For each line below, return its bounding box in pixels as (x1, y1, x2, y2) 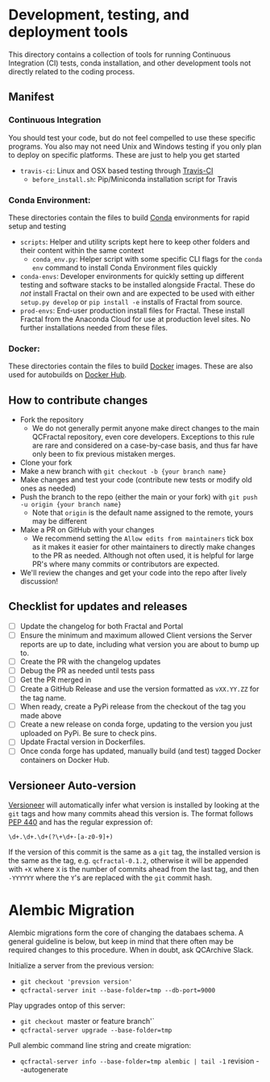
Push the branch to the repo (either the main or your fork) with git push (19, 492, 258, 502)
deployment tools (8, 23, 129, 41)
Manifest (8, 91, 55, 104)
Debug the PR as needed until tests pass (19, 666, 156, 676)
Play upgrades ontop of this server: (8, 1000, 126, 1011)
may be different (31, 516, 87, 526)
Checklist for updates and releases (8, 600, 188, 613)
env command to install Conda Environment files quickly (31, 263, 218, 272)
